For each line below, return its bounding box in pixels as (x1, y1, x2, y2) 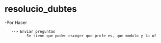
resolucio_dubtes (4, 3, 77, 15)
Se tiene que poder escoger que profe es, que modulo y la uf (26, 33, 157, 38)
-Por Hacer (4, 20, 27, 25)
